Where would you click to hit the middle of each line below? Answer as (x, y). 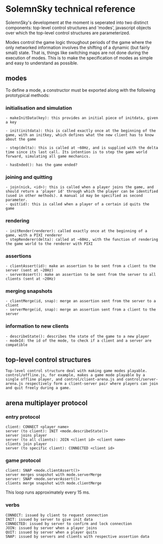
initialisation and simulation (39, 108)
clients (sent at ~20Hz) (31, 279)
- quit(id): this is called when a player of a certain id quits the (78, 204)
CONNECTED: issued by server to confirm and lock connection (69, 524)
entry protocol (23, 417)
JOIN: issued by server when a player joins (51, 528)
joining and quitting (29, 177)
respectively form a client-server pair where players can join (92, 384)
